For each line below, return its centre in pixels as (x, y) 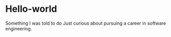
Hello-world (31, 9)
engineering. (19, 28)
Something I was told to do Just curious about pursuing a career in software (86, 23)
